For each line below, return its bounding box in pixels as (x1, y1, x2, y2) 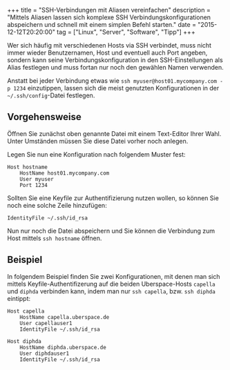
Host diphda (7, 338, 41, 344)
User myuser (19, 175, 54, 182)
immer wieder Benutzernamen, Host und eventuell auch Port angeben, (7, 48, 208, 57)
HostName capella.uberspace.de (19, 313, 110, 320)
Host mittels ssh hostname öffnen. (7, 234, 102, 242)
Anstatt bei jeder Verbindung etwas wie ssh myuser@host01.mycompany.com (7, 77, 218, 85)
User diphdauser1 (19, 350, 70, 357)
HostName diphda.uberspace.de (19, 344, 107, 351)
